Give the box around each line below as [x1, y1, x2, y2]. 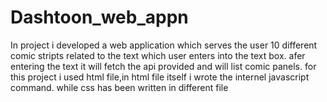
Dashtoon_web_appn [10, 6, 189, 29]
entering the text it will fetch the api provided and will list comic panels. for [10, 60, 317, 72]
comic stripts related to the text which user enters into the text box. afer [10, 49, 306, 61]
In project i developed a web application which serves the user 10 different [10, 39, 318, 51]
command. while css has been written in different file [10, 81, 229, 93]
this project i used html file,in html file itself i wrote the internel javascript [10, 71, 310, 83]
